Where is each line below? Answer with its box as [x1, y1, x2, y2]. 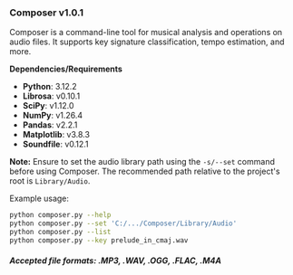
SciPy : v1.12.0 [22, 100, 74, 111]
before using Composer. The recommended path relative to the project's [9, 166, 280, 177]
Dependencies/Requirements [9, 63, 122, 74]
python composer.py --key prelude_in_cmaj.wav [9, 235, 189, 245]
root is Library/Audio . [9, 175, 91, 186]
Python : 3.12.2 [22, 81, 77, 92]
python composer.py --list [9, 228, 112, 237]
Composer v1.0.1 [9, 6, 84, 19]
